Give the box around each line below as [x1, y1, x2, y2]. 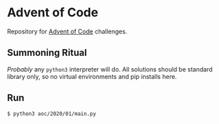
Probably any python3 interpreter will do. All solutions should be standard [7, 65, 213, 73]
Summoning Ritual [7, 47, 88, 59]
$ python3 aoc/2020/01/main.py [7, 110, 96, 117]
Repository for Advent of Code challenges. [7, 27, 128, 35]
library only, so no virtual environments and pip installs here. [7, 72, 177, 80]
